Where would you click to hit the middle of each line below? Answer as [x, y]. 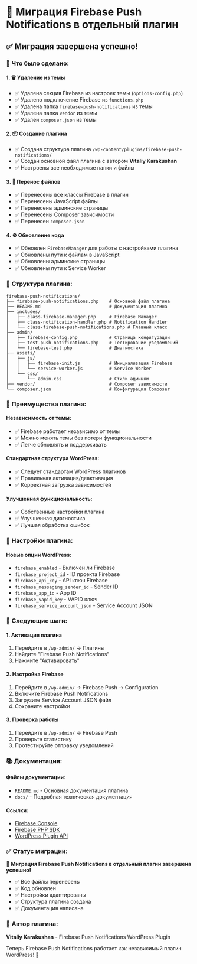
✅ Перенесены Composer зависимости [64, 214]
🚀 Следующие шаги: [37, 621]
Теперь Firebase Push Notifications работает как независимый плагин [94, 948]
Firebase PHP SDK [37, 830]
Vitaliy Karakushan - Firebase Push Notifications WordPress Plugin [88, 937]
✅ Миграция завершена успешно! [72, 46]
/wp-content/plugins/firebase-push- [137, 149]
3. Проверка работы [32, 719]
